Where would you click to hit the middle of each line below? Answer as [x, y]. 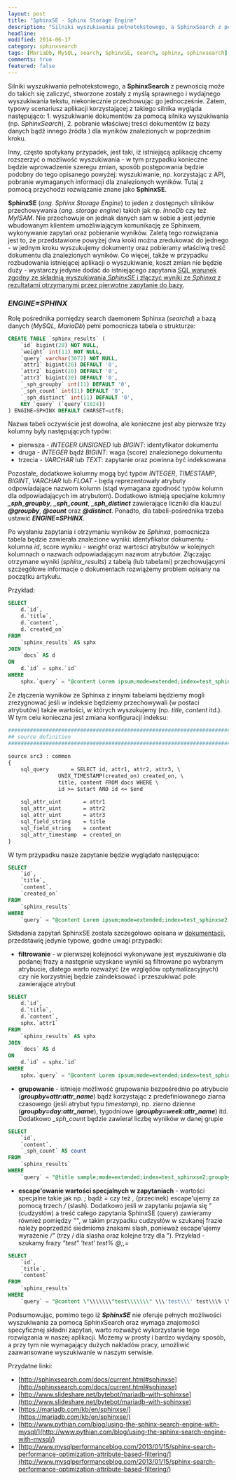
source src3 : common [40, 757]
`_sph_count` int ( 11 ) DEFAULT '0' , [72, 391]
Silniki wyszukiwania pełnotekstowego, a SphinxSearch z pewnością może [116, 86]
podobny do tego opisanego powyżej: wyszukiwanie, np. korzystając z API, [117, 174]
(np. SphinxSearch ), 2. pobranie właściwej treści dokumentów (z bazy [109, 123]
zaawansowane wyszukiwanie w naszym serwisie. [81, 1352]
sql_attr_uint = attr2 [63, 808]
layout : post [27, 14]
